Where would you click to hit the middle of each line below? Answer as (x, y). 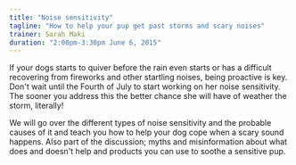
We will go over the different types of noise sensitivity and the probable (140, 123)
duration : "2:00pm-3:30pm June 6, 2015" (86, 42)
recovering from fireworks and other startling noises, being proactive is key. (148, 78)
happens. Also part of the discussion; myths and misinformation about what (148, 142)
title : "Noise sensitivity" (62, 17)
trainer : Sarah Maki (48, 34)
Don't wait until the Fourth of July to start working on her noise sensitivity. (145, 87)
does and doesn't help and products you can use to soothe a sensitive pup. (148, 152)
